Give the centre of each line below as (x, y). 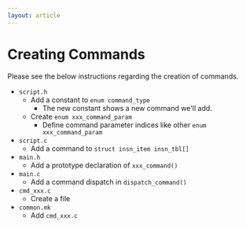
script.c (33, 141)
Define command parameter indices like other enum (124, 125)
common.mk (35, 208)
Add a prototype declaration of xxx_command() (104, 165)
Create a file (50, 198)
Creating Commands (77, 54)
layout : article (34, 15)
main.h (29, 157)
